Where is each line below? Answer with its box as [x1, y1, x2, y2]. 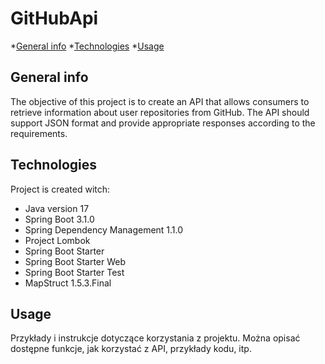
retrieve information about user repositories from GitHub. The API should [10, 106, 310, 118]
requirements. [10, 127, 68, 139]
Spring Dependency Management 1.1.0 [24, 223, 184, 236]
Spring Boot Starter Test [24, 266, 125, 278]
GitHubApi [10, 7, 99, 30]
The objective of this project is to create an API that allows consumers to [10, 95, 310, 107]
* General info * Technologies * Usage [10, 40, 165, 52]
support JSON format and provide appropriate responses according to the [10, 117, 316, 129]
